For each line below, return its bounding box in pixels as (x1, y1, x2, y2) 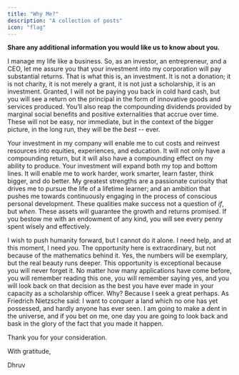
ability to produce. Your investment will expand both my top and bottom (7, 162, 218, 170)
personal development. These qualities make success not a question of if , (7, 200, 225, 208)
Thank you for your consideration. (7, 333, 108, 342)
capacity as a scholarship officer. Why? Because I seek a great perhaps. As (7, 289, 230, 298)
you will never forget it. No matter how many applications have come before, (7, 267, 232, 275)
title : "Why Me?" (7, 10, 59, 18)
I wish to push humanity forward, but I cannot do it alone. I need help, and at (7, 236, 232, 245)
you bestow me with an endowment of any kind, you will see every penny (7, 215, 223, 223)
